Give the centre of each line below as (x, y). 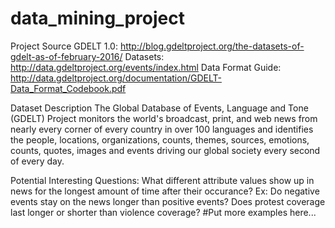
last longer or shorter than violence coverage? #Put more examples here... (163, 212)
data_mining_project (97, 18)
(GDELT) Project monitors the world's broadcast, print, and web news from (164, 118)
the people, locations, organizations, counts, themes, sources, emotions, (160, 139)
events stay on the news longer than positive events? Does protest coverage (168, 201)
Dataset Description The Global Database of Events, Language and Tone (159, 108)
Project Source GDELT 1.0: (64, 46)
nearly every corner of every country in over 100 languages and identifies (162, 129)
